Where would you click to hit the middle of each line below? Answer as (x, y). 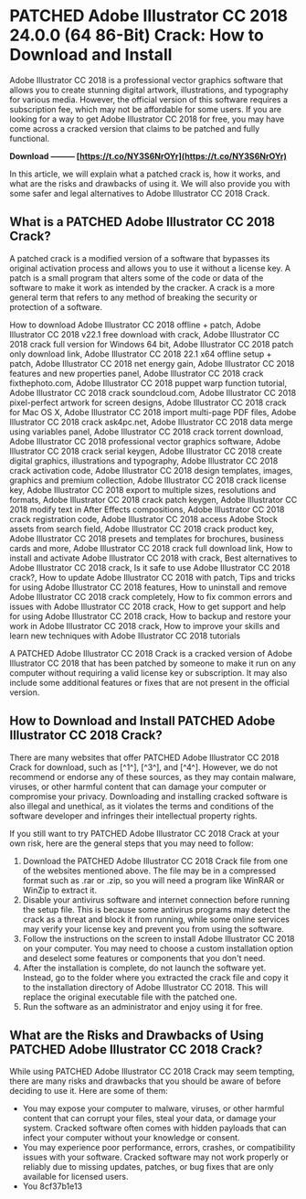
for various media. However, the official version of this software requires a (149, 99)
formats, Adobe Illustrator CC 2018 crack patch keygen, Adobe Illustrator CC (153, 499)
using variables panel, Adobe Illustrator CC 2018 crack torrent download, (147, 432)
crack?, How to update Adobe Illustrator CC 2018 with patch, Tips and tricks (153, 577)
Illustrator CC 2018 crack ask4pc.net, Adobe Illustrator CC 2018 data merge (152, 422)
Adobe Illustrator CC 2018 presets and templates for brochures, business (147, 538)
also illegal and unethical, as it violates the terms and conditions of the (142, 806)
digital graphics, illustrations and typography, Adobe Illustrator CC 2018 (144, 460)
